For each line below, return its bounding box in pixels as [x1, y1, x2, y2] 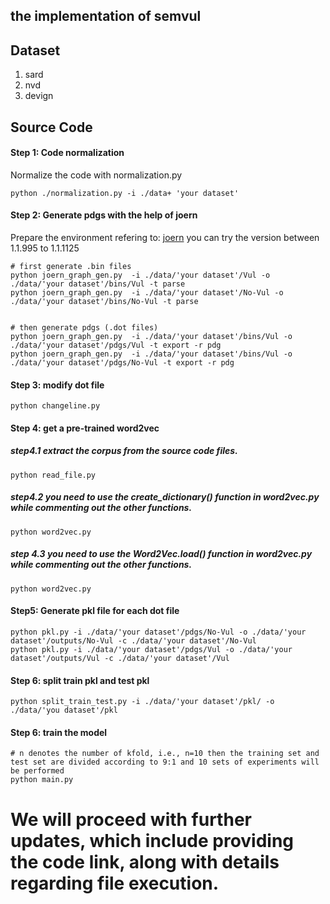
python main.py [10, 775, 74, 785]
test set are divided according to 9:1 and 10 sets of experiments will [10, 757, 320, 768]
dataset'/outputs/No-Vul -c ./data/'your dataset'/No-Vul [10, 635, 257, 646]
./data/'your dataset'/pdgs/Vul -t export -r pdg [10, 340, 222, 350]
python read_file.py [10, 470, 97, 480]
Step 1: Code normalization [10, 147, 125, 159]
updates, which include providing [10, 829, 295, 852]
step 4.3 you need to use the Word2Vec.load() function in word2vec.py [10, 548, 313, 560]
